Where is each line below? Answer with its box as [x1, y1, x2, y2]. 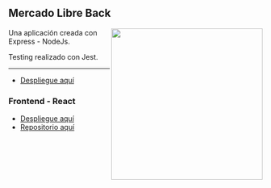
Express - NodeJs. [8, 36, 71, 46]
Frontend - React [8, 95, 76, 107]
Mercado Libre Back [8, 6, 111, 20]
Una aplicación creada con [8, 27, 98, 37]
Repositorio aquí [19, 123, 75, 132]
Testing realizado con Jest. [8, 52, 98, 61]
